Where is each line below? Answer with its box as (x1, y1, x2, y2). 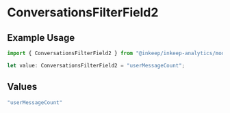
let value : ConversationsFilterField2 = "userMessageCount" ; (7, 62, 186, 69)
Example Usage (7, 32, 75, 44)
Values (7, 81, 38, 93)
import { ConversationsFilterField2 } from (7, 50, 133, 56)
